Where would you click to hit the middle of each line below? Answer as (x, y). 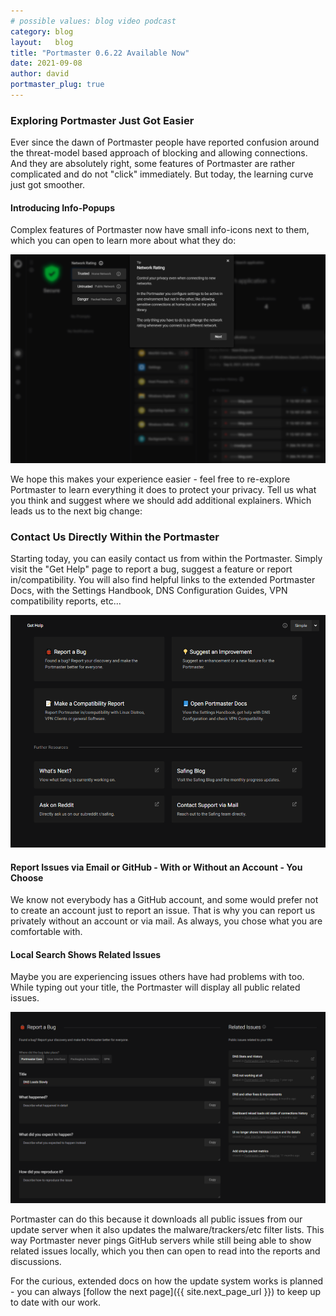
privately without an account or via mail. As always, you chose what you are (166, 921)
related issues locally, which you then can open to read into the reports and (165, 1251)
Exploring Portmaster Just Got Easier (102, 120)
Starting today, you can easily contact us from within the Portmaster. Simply (166, 558)
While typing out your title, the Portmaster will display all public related (155, 987)
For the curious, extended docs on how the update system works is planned (167, 1281)
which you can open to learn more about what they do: (123, 241)
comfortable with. (46, 932)
